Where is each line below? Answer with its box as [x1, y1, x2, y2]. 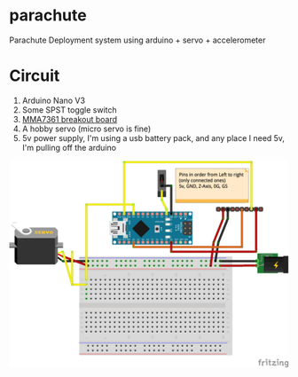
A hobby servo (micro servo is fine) [21, 123, 152, 134]
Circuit [9, 66, 60, 86]
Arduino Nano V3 [21, 95, 86, 106]
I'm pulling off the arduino [21, 142, 117, 153]
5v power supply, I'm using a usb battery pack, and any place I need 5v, [21, 132, 286, 143]
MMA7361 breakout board [21, 114, 118, 124]
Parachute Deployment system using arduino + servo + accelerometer [9, 35, 266, 45]
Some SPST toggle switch [21, 104, 117, 115]
